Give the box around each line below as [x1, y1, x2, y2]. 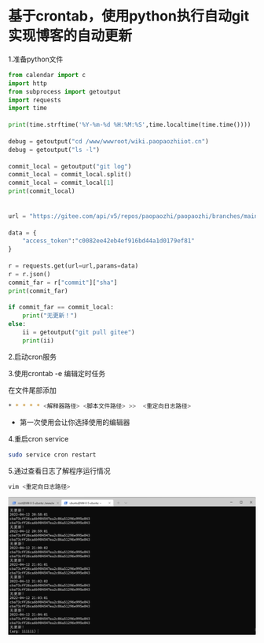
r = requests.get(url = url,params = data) [8, 262, 139, 270]
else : [8, 320, 26, 328]
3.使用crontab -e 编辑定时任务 [8, 368, 106, 378]
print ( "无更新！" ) [22, 312, 78, 320]
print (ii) [22, 336, 55, 345]
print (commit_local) [8, 187, 76, 195]
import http [8, 79, 47, 87]
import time [8, 104, 47, 113]
